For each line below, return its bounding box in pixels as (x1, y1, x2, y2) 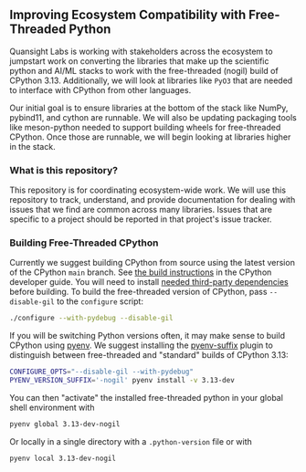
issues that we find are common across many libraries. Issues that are (9, 205, 272, 215)
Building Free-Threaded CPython (9, 236, 159, 249)
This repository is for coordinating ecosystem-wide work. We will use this (9, 184, 286, 195)
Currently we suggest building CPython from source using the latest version (9, 257, 295, 268)
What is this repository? (9, 163, 119, 176)
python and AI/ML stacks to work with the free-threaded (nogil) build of (9, 65, 279, 76)
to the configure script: (56, 296, 144, 307)
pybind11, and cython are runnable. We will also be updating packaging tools (9, 111, 297, 122)
